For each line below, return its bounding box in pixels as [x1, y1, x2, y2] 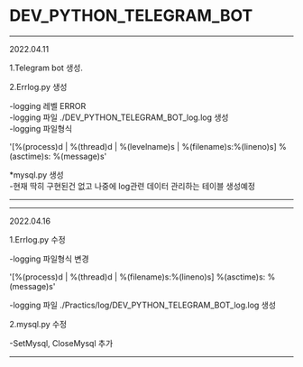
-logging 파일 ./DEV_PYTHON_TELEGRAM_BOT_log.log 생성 [9, 112, 229, 123]
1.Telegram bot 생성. [9, 62, 84, 73]
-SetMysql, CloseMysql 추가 [9, 337, 114, 348]
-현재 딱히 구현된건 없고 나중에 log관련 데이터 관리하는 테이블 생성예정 [9, 180, 255, 191]
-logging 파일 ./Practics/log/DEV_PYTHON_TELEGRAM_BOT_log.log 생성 [9, 299, 277, 310]
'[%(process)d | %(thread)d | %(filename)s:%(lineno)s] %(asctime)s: [9, 271, 266, 282]
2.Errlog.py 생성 [9, 81, 68, 92]
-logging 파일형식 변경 [9, 253, 89, 264]
